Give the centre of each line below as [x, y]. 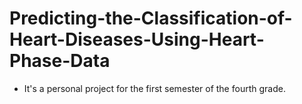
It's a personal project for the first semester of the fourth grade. [154, 88]
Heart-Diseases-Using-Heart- [137, 39]
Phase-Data [60, 61]
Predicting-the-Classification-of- [151, 18]
